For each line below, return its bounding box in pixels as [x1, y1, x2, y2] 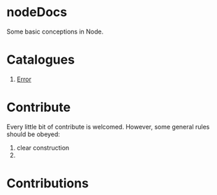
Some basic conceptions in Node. [6, 27, 104, 36]
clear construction [16, 143, 70, 152]
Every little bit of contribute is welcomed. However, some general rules [6, 122, 210, 131]
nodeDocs [6, 4, 68, 20]
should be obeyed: [6, 130, 61, 138]
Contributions [6, 175, 89, 191]
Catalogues [6, 52, 75, 68]
